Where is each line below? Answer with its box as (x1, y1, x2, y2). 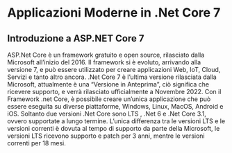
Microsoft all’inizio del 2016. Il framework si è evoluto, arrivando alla (7, 58, 201, 66)
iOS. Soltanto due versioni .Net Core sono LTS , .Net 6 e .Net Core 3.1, (7, 109, 207, 118)
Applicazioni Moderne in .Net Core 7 (7, 5, 221, 21)
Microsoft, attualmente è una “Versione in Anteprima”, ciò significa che (7, 80, 210, 88)
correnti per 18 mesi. (7, 139, 66, 147)
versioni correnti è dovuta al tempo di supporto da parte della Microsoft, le (7, 125, 220, 132)
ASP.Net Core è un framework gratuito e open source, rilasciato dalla (7, 51, 205, 59)
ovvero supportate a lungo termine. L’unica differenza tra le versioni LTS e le (7, 117, 226, 125)
